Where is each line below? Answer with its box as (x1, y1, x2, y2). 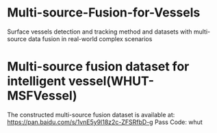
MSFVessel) (7, 88, 77, 104)
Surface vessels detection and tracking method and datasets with (7, 27, 193, 36)
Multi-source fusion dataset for (7, 59, 190, 75)
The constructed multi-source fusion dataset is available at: (7, 110, 175, 119)
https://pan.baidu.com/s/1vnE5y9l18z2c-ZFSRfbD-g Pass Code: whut (7, 118, 203, 126)
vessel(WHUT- (68, 73, 155, 89)
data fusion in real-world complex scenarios (28, 34, 153, 43)
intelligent (7, 73, 66, 89)
